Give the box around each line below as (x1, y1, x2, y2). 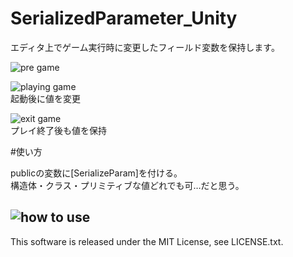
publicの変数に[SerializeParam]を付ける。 (10, 167, 183, 179)
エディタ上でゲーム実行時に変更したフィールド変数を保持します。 (10, 41, 280, 53)
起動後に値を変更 (10, 92, 81, 104)
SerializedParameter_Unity (10, 7, 238, 30)
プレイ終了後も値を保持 (10, 124, 107, 136)
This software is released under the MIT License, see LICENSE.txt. (10, 235, 284, 247)
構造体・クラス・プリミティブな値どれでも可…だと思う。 (10, 179, 245, 191)
